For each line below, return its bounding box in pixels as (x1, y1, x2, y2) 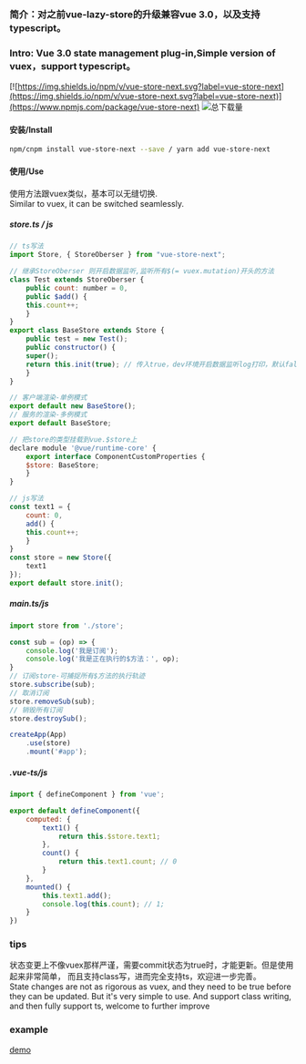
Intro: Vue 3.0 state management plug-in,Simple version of (9, 46, 276, 59)
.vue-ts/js (9, 767, 48, 778)
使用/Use (9, 166, 44, 177)
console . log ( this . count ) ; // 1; (42, 899, 166, 908)
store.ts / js (9, 219, 54, 230)
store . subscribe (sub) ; (9, 680, 96, 690)
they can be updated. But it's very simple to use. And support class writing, (9, 991, 291, 1002)
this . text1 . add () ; (42, 891, 112, 900)
